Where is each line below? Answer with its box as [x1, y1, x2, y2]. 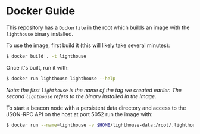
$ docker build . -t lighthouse [6, 53, 86, 59]
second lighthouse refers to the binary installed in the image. [6, 92, 157, 99]
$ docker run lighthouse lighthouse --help [6, 76, 116, 82]
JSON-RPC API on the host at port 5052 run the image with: [6, 110, 153, 117]
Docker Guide [6, 4, 76, 18]
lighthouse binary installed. [6, 30, 74, 37]
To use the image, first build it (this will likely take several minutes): [6, 42, 170, 49]
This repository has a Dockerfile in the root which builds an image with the [6, 24, 190, 31]
